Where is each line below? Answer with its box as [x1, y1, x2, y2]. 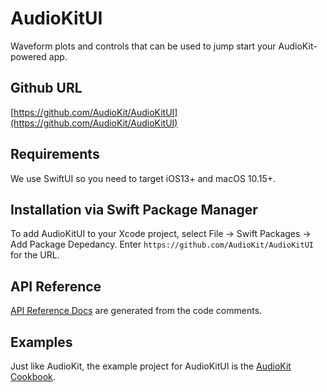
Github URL [10, 80, 83, 97]
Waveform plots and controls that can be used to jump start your [10, 40, 277, 52]
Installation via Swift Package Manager [10, 201, 258, 218]
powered [10, 50, 47, 62]
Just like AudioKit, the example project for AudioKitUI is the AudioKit [10, 360, 292, 372]
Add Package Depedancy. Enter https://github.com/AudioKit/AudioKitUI [10, 238, 314, 251]
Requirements [10, 146, 100, 163]
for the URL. [10, 249, 60, 261]
